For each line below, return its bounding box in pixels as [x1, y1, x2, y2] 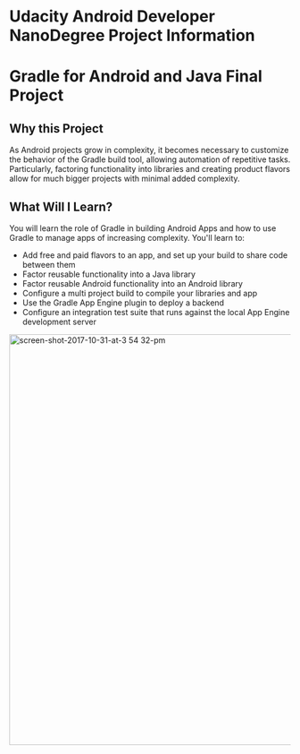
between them [21, 260, 76, 270]
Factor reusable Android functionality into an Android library [21, 278, 244, 288]
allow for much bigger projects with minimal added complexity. [9, 173, 240, 184]
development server [21, 316, 96, 327]
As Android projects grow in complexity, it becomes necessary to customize [9, 145, 289, 156]
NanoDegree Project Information [9, 25, 256, 46]
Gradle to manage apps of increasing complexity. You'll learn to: [9, 233, 246, 243]
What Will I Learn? [9, 199, 113, 214]
